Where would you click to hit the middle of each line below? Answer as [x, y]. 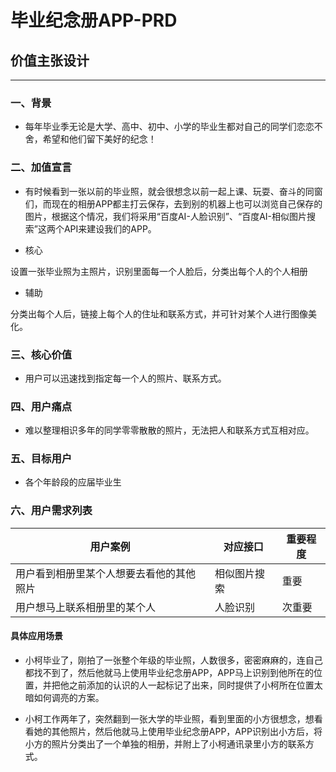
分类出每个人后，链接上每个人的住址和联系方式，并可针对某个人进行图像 [159, 313]
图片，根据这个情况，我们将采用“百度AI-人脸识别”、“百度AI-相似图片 [166, 216]
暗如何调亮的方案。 [64, 697]
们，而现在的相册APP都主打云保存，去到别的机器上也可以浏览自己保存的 [173, 203]
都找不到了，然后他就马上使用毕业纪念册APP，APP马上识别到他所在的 [169, 672]
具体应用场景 [36, 636]
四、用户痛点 [41, 406]
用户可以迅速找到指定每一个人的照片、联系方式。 [125, 378]
